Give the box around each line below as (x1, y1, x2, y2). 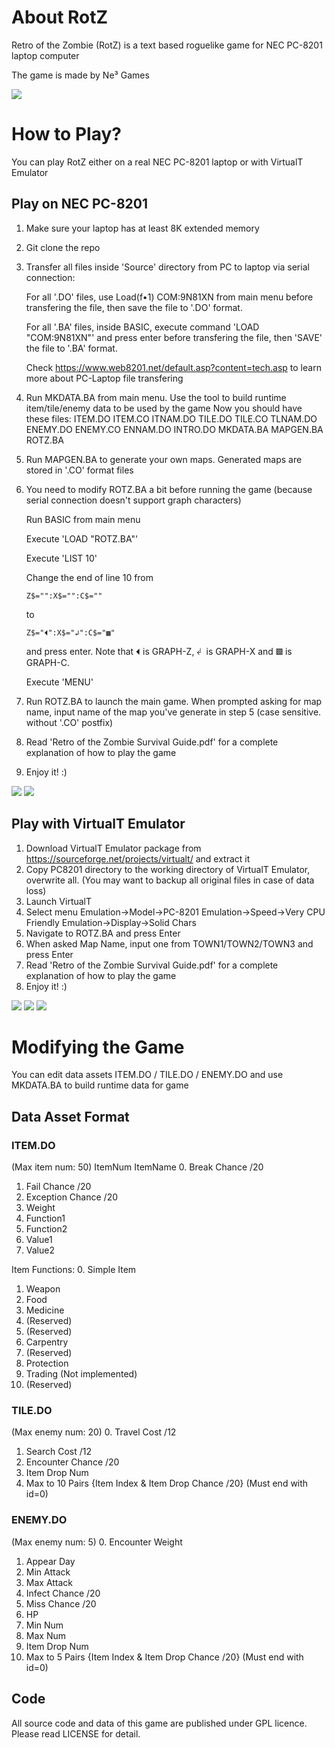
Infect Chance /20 (25, 1587, 101, 1599)
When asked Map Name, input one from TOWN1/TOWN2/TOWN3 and (25, 937, 314, 950)
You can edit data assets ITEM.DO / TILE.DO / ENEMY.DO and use (11, 1069, 284, 1081)
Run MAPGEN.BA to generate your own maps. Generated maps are (25, 453, 303, 465)
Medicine (25, 1304, 65, 1316)
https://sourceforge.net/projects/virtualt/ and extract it (25, 852, 251, 865)
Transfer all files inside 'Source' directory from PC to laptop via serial (25, 261, 310, 273)
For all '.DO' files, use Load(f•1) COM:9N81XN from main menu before (25, 291, 314, 303)
